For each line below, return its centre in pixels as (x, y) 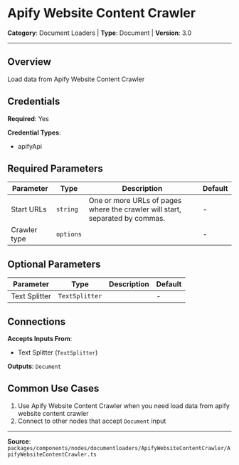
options (69, 234)
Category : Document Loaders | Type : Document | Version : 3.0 (100, 33)
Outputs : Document (34, 366)
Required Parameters (55, 168)
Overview (30, 62)
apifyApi (30, 146)
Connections (37, 322)
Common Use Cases (53, 388)
